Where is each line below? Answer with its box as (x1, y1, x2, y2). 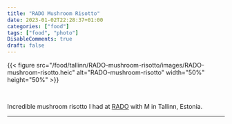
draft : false (7, 42, 45, 49)
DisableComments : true (7, 36, 72, 43)
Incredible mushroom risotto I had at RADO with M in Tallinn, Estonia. (7, 103, 203, 110)
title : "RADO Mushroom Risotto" (7, 10, 100, 17)
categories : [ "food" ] (7, 23, 70, 30)
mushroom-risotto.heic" (7, 68, 75, 76)
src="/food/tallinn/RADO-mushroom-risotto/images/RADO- (36, 61, 205, 69)
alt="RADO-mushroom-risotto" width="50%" (76, 68, 205, 76)
